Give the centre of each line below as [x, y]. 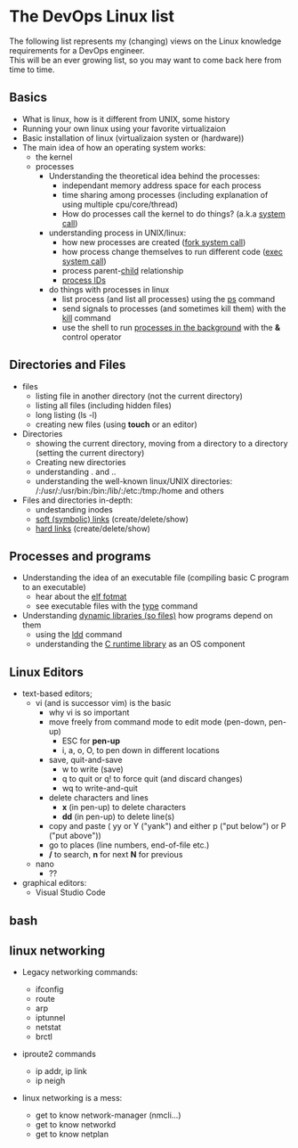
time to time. [32, 70]
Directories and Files [68, 365]
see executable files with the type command [117, 606]
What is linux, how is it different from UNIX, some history [126, 119]
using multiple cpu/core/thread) [120, 204]
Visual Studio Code [70, 892]
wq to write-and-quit [100, 788]
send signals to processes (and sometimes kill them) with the [174, 308]
